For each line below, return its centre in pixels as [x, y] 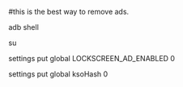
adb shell [23, 27]
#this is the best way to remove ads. [69, 12]
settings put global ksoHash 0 [58, 74]
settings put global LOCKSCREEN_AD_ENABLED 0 [92, 58]
